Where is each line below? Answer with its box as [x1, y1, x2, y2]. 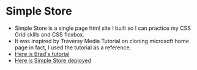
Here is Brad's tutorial [14, 50, 70, 57]
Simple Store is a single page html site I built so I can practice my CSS [14, 24, 191, 32]
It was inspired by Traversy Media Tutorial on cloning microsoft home [14, 37, 189, 44]
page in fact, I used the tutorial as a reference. [14, 44, 132, 51]
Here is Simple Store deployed [14, 57, 92, 64]
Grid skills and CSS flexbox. [14, 30, 85, 38]
